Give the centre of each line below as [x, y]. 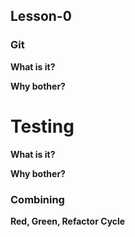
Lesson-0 [41, 16]
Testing [42, 126]
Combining [37, 199]
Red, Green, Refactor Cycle [68, 221]
